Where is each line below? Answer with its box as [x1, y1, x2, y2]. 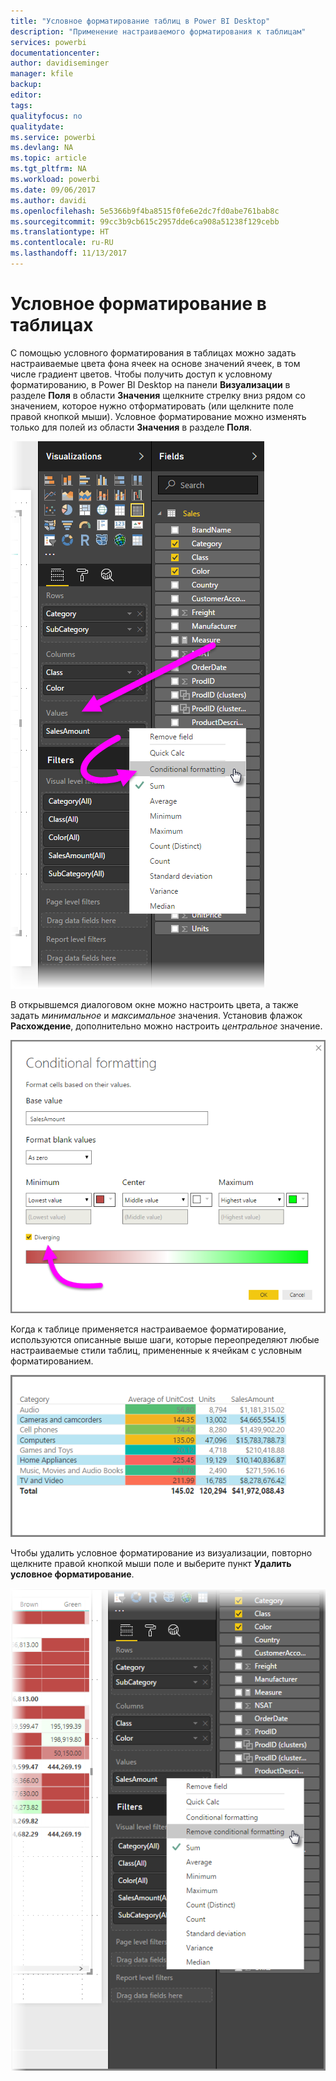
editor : [10, 90, 43, 100]
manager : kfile [10, 69, 74, 79]
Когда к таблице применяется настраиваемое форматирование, [10, 1323, 287, 1335]
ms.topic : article [10, 153, 87, 164]
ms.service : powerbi [10, 132, 97, 142]
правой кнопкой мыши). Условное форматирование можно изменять [10, 410, 307, 422]
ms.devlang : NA [10, 143, 74, 153]
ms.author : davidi [10, 195, 87, 205]
